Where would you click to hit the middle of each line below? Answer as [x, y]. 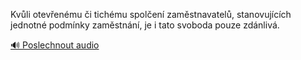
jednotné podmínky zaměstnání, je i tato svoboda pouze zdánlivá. [145, 25]
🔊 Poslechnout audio [55, 45]
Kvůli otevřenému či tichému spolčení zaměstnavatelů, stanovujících [151, 14]
